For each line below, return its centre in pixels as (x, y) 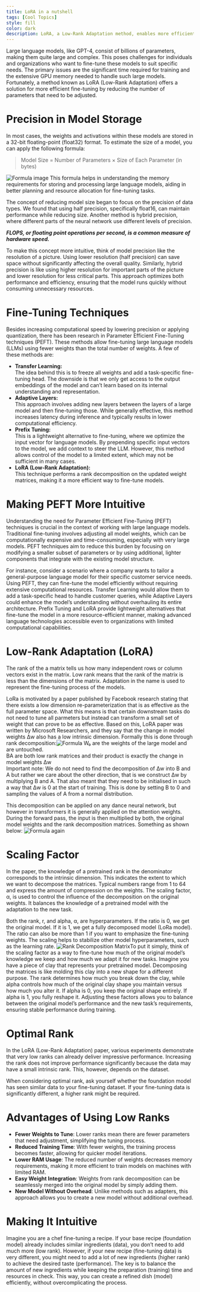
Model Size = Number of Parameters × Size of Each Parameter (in (101, 160)
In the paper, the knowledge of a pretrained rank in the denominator (89, 871)
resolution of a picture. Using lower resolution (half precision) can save (93, 257)
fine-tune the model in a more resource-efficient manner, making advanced (99, 614)
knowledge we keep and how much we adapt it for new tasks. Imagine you (98, 959)
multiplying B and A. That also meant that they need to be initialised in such (99, 781)
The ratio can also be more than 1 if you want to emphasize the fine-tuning (97, 934)
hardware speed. (28, 239)
